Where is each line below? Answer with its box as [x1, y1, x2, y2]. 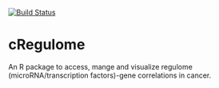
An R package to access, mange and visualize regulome [8, 62, 193, 71]
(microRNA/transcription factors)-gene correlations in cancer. [8, 70, 212, 80]
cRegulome [8, 36, 86, 54]
